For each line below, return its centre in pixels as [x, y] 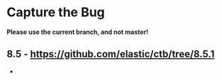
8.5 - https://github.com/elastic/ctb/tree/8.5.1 [111, 54]
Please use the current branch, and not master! [78, 32]
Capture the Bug [56, 12]
